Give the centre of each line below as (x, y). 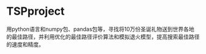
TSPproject (36, 11)
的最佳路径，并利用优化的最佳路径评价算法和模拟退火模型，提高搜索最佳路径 (103, 37)
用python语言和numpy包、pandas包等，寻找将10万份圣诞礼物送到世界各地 (101, 29)
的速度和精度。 (25, 44)
